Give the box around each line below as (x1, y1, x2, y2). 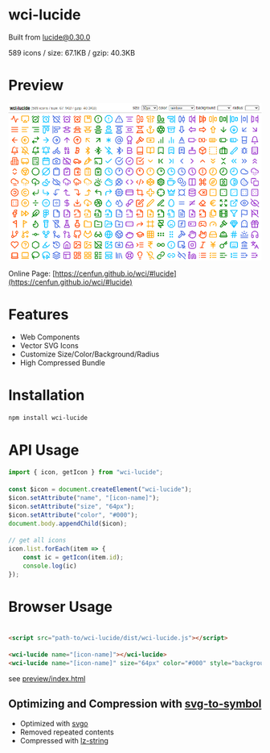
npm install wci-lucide (8, 414, 88, 422)
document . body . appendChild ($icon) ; (8, 519, 128, 527)
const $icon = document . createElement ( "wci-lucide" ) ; (8, 485, 193, 493)
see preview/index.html (8, 674, 86, 683)
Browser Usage (8, 597, 113, 616)
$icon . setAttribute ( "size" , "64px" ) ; (8, 502, 135, 510)
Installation (8, 385, 85, 404)
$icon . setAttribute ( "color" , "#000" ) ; (8, 510, 138, 519)
